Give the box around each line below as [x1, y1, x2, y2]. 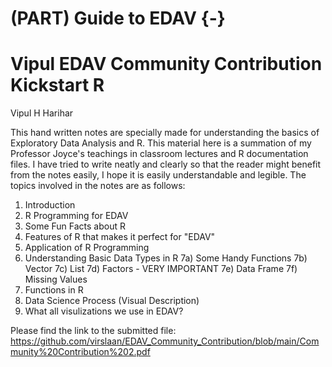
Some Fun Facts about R [24, 220, 127, 232]
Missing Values [24, 273, 88, 286]
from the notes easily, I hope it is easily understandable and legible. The [10, 169, 307, 181]
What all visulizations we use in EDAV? [24, 305, 184, 317]
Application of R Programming [24, 242, 150, 254]
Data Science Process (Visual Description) [24, 295, 200, 307]
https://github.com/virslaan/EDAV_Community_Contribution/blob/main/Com [10, 335, 320, 347]
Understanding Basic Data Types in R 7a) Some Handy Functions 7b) [24, 252, 308, 264]
